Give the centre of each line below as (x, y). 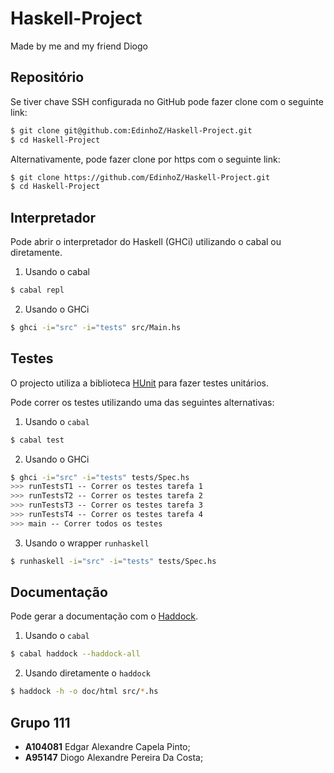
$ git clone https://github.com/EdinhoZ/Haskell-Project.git (140, 177)
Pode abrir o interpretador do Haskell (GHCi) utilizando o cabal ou (146, 242)
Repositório (47, 77)
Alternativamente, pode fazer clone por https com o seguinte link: (145, 159)
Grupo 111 (40, 722)
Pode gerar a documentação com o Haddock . (104, 616)
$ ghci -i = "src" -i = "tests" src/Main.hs (96, 327)
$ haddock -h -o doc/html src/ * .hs (84, 692)
